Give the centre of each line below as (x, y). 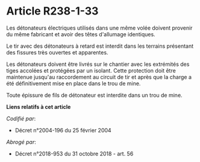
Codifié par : (21, 118)
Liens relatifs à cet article (39, 106)
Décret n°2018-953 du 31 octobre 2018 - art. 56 (74, 154)
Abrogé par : (21, 142)
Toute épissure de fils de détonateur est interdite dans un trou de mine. (94, 95)
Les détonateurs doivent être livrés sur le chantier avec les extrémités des (98, 64)
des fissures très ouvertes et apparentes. (57, 52)
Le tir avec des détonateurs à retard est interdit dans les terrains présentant (100, 46)
